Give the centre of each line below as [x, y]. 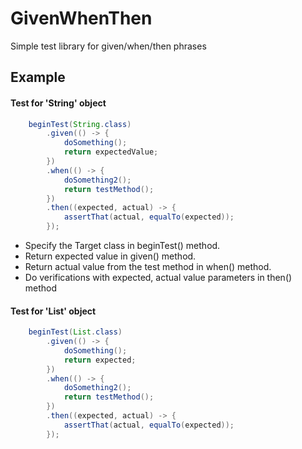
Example [38, 77]
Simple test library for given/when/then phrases [108, 46]
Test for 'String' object [58, 103]
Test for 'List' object [53, 311]
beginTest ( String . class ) [80, 124]
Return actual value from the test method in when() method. [148, 267]
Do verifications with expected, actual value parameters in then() [158, 278]
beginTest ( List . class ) [75, 332]
